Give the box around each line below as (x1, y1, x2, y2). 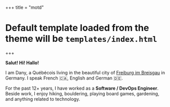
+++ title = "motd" (5, 5, 44, 10)
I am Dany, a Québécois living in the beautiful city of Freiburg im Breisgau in (5, 69, 165, 75)
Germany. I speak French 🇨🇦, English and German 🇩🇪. (5, 75, 123, 81)
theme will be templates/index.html (5, 33, 158, 45)
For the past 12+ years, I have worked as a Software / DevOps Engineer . (5, 85, 159, 91)
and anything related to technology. (5, 96, 80, 102)
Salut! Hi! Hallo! (5, 60, 39, 66)
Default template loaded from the (5, 22, 150, 34)
